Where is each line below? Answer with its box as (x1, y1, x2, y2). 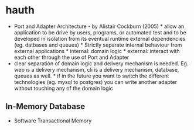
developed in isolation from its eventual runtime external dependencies (13, 35, 186, 42)
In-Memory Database (5, 101, 86, 111)
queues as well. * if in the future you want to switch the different (13, 72, 169, 79)
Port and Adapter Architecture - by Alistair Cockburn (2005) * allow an (13, 23, 185, 30)
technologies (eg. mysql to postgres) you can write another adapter (13, 78, 177, 85)
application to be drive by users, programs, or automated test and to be (13, 29, 187, 36)
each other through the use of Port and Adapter (13, 54, 130, 61)
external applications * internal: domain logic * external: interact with (13, 47, 180, 54)
